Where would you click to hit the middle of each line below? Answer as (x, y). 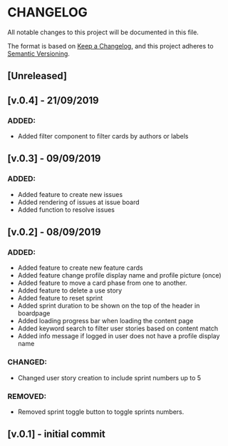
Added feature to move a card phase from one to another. (102, 283)
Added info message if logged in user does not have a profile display (119, 336)
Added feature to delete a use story (70, 290)
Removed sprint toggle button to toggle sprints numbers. (101, 412)
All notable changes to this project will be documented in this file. (103, 32)
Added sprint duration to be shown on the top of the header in (109, 306)
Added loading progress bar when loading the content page (105, 321)
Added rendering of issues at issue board (79, 202)
